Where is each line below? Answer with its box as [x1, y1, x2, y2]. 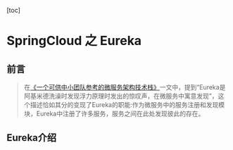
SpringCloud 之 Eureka [6, 33, 142, 49]
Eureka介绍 [6, 132, 57, 144]
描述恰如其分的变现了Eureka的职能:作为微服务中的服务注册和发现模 [30, 101, 225, 108]
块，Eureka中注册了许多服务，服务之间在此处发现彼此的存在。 [23, 109, 205, 118]
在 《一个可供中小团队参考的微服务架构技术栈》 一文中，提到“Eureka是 [23, 83, 226, 91]
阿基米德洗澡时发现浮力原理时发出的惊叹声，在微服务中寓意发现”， [23, 92, 218, 100]
